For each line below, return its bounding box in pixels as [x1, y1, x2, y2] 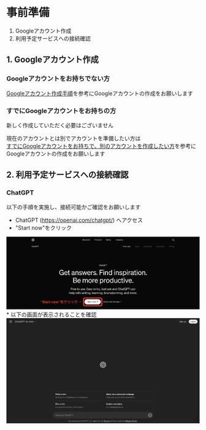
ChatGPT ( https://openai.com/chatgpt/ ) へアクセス [15, 216, 143, 224]
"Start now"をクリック [15, 224, 72, 231]
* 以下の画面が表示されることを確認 [6, 311, 97, 318]
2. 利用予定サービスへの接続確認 [6, 170, 129, 180]
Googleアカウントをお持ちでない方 [6, 74, 110, 83]
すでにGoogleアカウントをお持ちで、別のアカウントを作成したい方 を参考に [6, 142, 196, 149]
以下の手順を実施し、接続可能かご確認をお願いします [6, 203, 141, 211]
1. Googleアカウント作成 [6, 55, 99, 65]
